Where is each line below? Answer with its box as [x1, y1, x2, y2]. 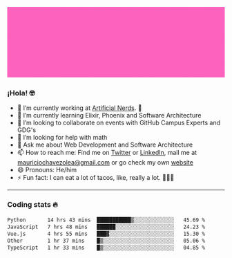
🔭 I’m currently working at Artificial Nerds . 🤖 [17, 104, 142, 112]
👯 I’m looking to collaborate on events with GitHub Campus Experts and [17, 118, 221, 127]
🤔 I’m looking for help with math [17, 133, 108, 142]
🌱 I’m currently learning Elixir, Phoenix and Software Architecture [17, 111, 202, 120]
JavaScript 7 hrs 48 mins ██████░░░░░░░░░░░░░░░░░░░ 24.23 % [7, 223, 206, 230]
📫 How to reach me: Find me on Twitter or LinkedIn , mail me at [17, 149, 197, 157]
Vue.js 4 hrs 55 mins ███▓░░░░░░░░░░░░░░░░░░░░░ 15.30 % [7, 230, 206, 237]
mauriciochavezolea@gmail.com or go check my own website [17, 158, 193, 167]
